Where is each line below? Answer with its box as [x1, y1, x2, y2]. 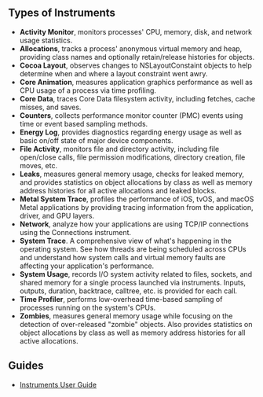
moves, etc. [19, 160, 57, 170]
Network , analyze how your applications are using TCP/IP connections [19, 219, 249, 229]
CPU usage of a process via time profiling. [19, 86, 157, 95]
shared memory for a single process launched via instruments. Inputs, [19, 278, 246, 287]
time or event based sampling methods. [19, 119, 148, 128]
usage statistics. [19, 35, 73, 45]
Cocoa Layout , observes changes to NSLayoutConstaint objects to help [19, 61, 253, 70]
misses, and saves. [19, 102, 82, 112]
